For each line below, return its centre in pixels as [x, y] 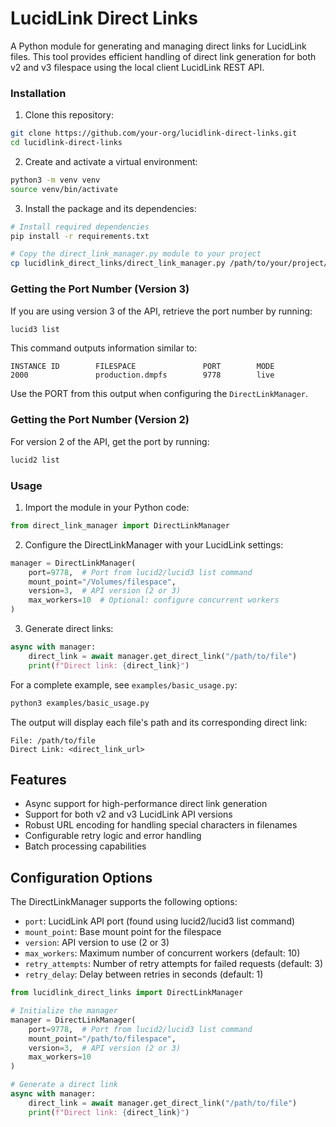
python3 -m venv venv [55, 180]
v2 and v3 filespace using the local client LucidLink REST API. [137, 67]
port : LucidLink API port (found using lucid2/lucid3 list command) [160, 921]
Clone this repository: [69, 115]
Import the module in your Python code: [107, 507]
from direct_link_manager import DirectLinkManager [120, 525]
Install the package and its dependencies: [110, 208]
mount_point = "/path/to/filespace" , [102, 1038]
